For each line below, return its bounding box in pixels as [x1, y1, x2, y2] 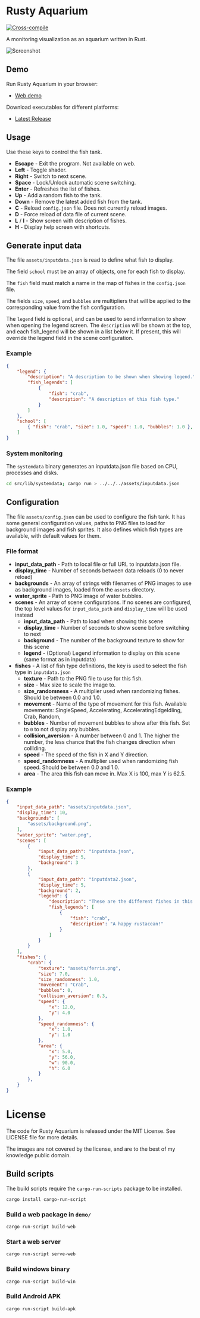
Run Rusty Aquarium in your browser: [6, 80, 98, 87]
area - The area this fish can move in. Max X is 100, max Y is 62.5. [23, 770, 186, 777]
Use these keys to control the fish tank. [6, 148, 102, 155]
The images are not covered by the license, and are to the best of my [6, 1145, 176, 1153]
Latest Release [14, 115, 52, 122]
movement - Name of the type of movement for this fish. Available [23, 700, 187, 707]
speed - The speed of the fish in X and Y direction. [23, 751, 149, 758]
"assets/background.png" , [27, 821, 92, 827]
